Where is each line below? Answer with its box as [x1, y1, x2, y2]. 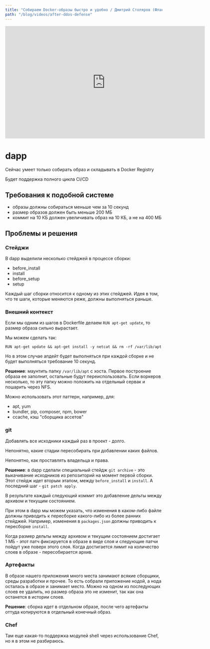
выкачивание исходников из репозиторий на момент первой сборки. [5, 472, 153, 478]
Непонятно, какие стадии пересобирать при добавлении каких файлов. [5, 447, 159, 453]
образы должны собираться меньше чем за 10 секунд [12, 204, 129, 210]
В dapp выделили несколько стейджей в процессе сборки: [5, 255, 131, 261]
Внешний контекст [5, 308, 53, 315]
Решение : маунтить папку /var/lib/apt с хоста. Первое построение [5, 368, 151, 374]
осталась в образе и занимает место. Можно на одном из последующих [5, 583, 161, 589]
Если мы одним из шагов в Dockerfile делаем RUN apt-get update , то [5, 320, 151, 326]
